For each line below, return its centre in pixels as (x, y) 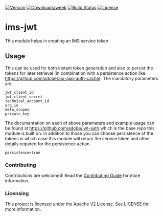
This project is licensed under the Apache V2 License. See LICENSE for (77, 204)
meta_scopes (17, 109)
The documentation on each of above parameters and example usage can (80, 123)
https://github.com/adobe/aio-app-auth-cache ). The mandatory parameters (81, 78)
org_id (12, 105)
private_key (17, 114)
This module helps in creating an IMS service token (57, 41)
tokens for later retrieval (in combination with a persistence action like (75, 73)
